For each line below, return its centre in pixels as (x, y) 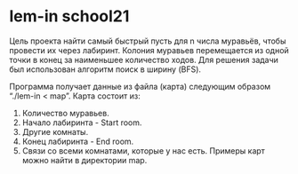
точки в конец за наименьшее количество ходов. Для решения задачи (144, 59)
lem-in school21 (69, 16)
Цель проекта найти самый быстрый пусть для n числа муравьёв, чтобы (148, 41)
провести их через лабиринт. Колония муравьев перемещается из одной (149, 50)
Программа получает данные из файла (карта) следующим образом (140, 86)
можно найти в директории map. (85, 160)
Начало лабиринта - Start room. (82, 123)
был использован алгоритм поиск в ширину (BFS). (105, 69)
